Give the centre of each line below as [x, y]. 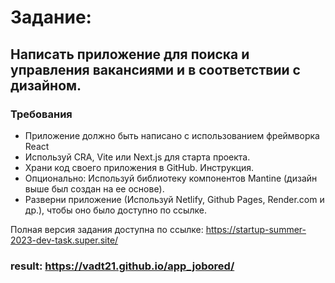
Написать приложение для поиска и [130, 54]
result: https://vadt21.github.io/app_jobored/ [122, 266]
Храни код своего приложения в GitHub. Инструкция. [139, 167]
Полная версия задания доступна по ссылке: [107, 229]
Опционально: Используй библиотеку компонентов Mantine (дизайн [171, 178]
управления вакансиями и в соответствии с [155, 69]
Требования [41, 114]
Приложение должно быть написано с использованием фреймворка [172, 135]
